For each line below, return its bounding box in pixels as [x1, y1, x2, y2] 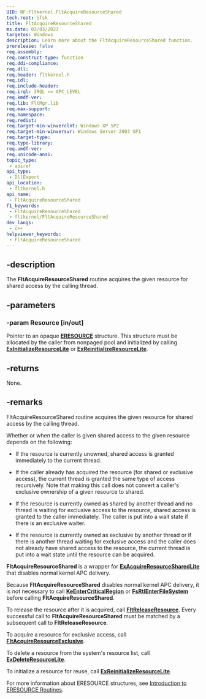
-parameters [6, 300, 56, 310]
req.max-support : [6, 105, 51, 112]
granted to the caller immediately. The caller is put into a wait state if [15, 513, 189, 520]
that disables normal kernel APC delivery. [6, 569, 111, 576]
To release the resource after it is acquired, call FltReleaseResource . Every [6, 606, 196, 613]
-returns [6, 363, 39, 374]
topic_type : [6, 157, 37, 163]
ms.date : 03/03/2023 [6, 26, 59, 32]
